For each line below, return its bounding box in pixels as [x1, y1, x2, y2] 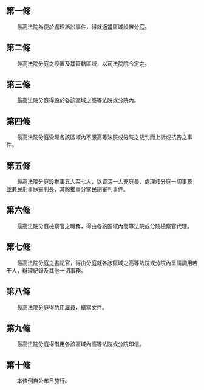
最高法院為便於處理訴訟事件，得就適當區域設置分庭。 [16, 23, 150, 30]
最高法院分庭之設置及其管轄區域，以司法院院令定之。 [16, 60, 150, 67]
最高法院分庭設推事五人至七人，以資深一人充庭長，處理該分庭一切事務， [16, 178, 198, 186]
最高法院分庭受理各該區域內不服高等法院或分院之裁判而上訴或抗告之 [16, 133, 187, 141]
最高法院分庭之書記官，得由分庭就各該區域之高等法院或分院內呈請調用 [16, 259, 192, 266]
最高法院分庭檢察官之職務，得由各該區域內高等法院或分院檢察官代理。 [16, 222, 192, 229]
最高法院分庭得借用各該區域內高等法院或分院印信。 [16, 340, 144, 348]
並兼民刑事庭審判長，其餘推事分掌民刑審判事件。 [6, 186, 129, 193]
